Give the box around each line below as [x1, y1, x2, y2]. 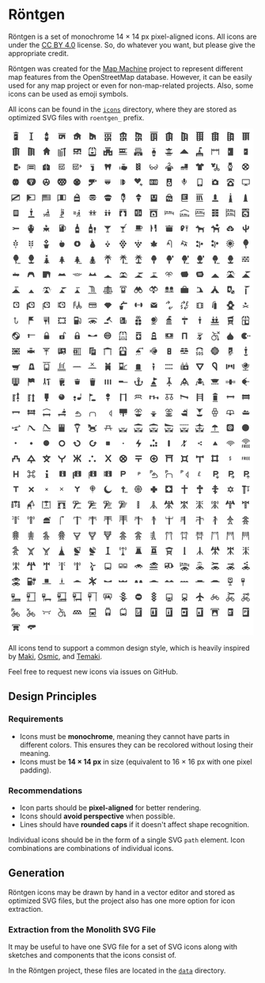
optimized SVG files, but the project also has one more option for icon [8, 896, 236, 905]
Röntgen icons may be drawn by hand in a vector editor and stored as [8, 887, 236, 897]
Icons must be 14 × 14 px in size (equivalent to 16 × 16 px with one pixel [19, 757, 252, 766]
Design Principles [8, 690, 97, 704]
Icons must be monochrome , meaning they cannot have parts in [19, 731, 230, 741]
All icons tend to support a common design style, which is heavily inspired [8, 643, 251, 652]
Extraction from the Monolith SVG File [8, 924, 157, 935]
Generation [8, 867, 65, 880]
